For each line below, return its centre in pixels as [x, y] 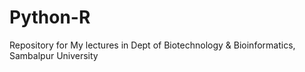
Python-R [50, 17]
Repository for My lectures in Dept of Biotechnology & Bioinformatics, [152, 45]
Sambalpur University [54, 55]
